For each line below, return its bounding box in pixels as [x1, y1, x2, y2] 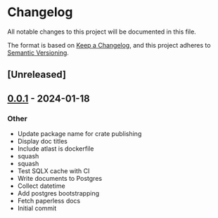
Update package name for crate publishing [17, 130, 142, 138]
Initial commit [17, 204, 57, 212]
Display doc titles [17, 137, 68, 146]
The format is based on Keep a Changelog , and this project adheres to [7, 41, 211, 49]
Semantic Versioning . [7, 48, 69, 57]
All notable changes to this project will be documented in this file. [7, 27, 197, 36]
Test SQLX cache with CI [17, 167, 90, 175]
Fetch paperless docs [17, 197, 81, 205]
